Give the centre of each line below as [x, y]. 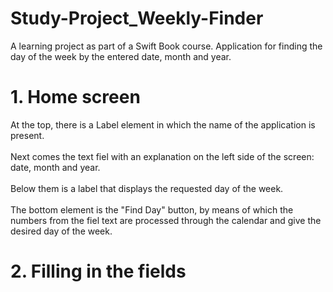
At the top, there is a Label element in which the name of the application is [163, 124]
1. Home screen [75, 97]
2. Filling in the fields [98, 271]
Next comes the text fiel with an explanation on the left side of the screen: [162, 156]
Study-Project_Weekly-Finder [137, 18]
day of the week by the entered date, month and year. [121, 56]
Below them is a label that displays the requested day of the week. [147, 188]
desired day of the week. [61, 231]
